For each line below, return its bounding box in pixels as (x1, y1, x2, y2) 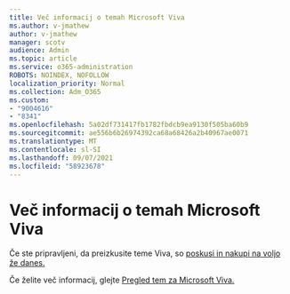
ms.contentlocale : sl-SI (9, 145, 101, 154)
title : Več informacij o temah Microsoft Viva (9, 12, 185, 22)
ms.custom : (9, 95, 50, 105)
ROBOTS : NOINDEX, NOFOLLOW (9, 71, 109, 80)
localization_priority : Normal (9, 79, 125, 88)
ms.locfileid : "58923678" (9, 162, 105, 171)
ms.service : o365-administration (9, 63, 133, 72)
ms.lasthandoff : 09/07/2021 (9, 153, 114, 163)
